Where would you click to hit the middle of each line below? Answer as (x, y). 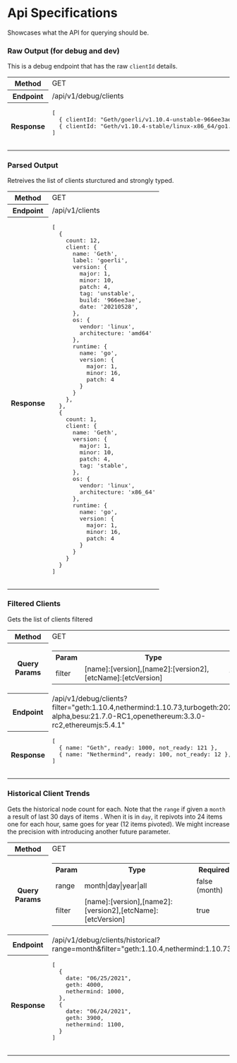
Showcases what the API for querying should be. (78, 32)
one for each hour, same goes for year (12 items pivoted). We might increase (119, 824)
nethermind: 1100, (95, 1025)
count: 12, (83, 240)
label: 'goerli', (101, 260)
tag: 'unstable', (107, 293)
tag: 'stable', (104, 465)
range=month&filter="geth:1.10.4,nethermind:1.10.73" (144, 949)
